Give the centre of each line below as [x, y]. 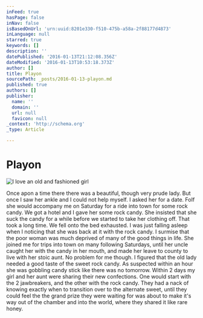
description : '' [27, 51]
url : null [24, 113]
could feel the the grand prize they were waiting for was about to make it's [99, 296]
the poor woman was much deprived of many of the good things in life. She [100, 238]
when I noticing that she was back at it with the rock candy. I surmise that [98, 231]
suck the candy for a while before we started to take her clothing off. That [98, 218]
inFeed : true [23, 12]
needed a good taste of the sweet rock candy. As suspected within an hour [100, 264]
